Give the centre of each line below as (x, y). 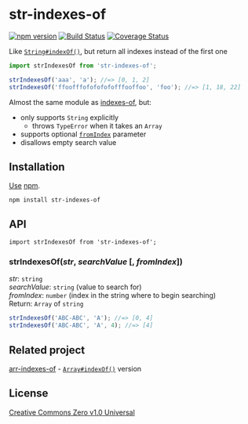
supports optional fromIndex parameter (83, 134)
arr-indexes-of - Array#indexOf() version (75, 369)
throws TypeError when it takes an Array (97, 125)
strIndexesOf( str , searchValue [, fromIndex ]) (96, 262)
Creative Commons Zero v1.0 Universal (72, 412)
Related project (47, 350)
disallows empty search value (68, 142)
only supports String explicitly (69, 117)
